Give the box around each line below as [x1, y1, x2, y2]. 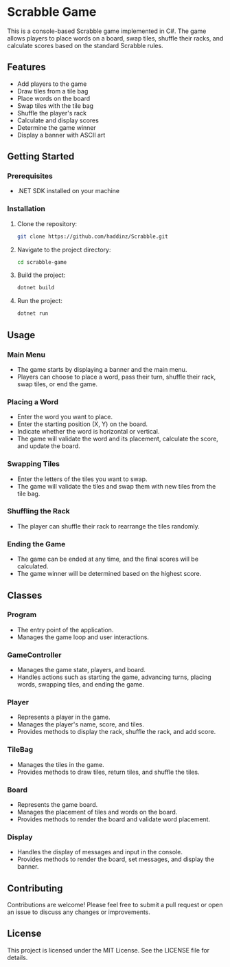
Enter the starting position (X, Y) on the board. [16, 420, 148, 428]
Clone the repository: [16, 219, 78, 227]
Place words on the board [16, 94, 91, 102]
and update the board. [16, 442, 80, 450]
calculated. [16, 562, 49, 570]
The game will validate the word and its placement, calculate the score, [16, 434, 218, 443]
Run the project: [16, 297, 63, 305]
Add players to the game [16, 80, 87, 88]
